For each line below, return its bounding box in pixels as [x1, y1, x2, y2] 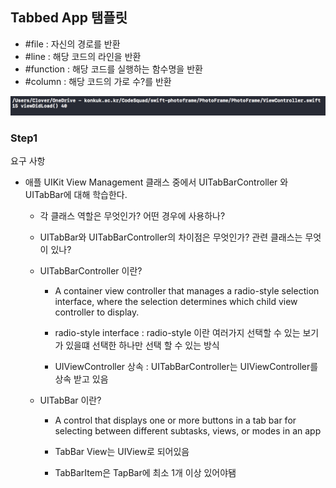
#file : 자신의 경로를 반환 [24, 38, 121, 50]
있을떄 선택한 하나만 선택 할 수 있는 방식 [65, 339, 220, 352]
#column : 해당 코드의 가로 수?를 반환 [24, 75, 172, 87]
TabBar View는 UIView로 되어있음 [54, 446, 190, 458]
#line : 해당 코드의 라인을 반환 [24, 50, 142, 62]
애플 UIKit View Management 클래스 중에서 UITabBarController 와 [24, 176, 289, 188]
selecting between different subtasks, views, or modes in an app [54, 425, 322, 437]
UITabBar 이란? [39, 394, 102, 407]
